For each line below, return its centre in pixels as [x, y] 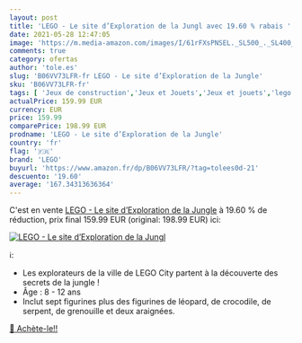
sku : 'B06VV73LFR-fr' [50, 84]
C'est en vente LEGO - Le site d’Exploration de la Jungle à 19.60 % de [138, 210]
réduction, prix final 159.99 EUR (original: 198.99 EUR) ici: [115, 220]
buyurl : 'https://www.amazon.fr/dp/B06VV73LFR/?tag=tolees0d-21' [134, 168]
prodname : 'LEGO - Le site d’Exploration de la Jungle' [116, 135]
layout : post [34, 18]
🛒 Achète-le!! [34, 329]
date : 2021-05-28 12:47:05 [60, 34]
